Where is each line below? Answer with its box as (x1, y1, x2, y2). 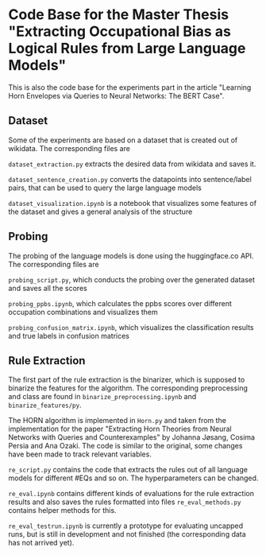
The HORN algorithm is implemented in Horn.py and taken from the (8, 416, 226, 425)
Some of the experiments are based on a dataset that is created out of (8, 135, 238, 145)
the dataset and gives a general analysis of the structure (8, 207, 193, 216)
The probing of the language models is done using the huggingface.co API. (8, 250, 254, 260)
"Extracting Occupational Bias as (8, 22, 232, 41)
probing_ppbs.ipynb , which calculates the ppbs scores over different (8, 298, 232, 308)
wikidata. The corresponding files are (8, 143, 131, 153)
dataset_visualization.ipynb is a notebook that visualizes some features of (8, 198, 256, 208)
